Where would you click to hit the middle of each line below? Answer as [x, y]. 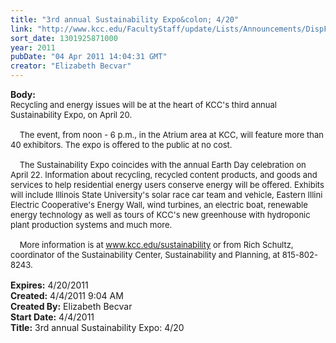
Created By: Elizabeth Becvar [71, 306]
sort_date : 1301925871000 [64, 38]
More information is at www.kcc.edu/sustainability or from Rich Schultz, [156, 244]
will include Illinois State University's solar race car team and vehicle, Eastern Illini [166, 194]
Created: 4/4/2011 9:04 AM [67, 295]
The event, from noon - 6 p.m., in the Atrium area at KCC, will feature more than [171, 134]
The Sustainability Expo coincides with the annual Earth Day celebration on [163, 164]
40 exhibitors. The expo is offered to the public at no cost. [121, 144]
